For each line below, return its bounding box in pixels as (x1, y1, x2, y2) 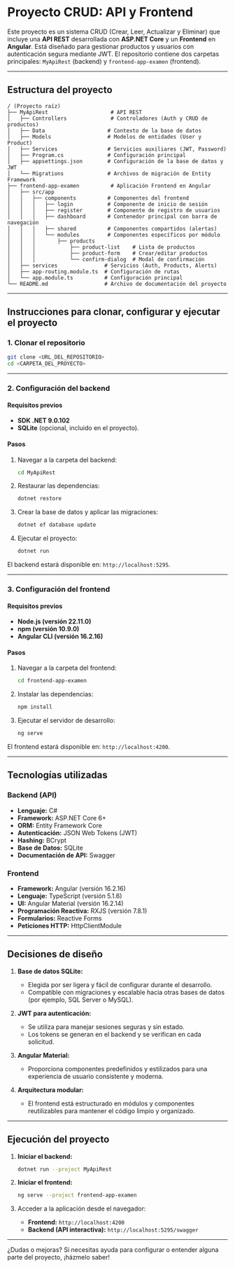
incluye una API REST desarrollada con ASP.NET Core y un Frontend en (7, 34, 215, 43)
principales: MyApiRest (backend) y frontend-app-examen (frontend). (7, 57, 201, 65)
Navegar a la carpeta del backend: (17, 455, 117, 464)
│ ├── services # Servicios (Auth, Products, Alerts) (7, 262, 218, 269)
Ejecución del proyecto (7, 1133, 110, 1145)
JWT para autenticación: (17, 1009, 92, 1017)
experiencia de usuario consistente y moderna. (27, 1072, 164, 1080)
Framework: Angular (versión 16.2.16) (17, 884, 126, 893)
